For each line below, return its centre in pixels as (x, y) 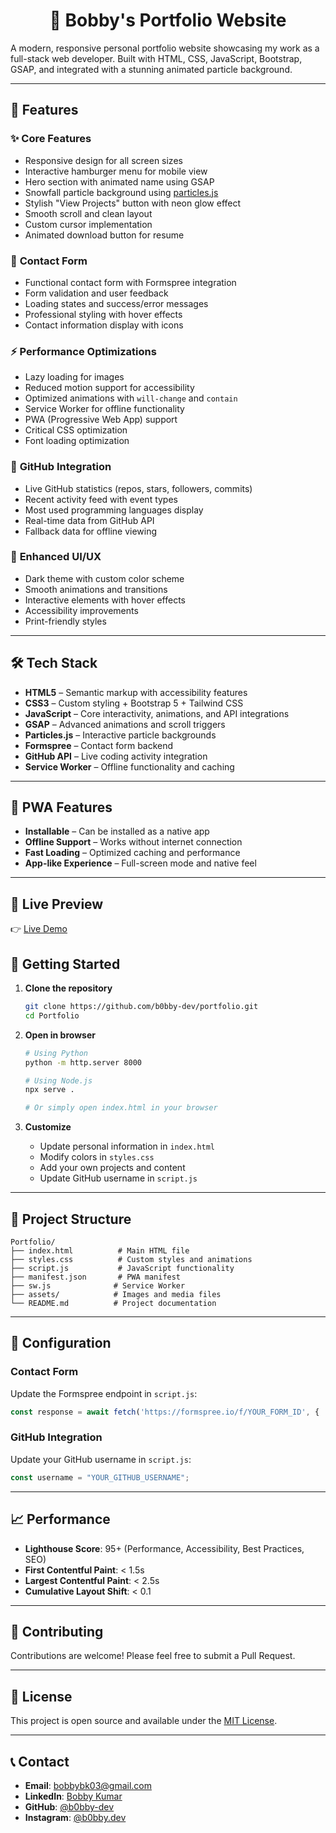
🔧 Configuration (61, 1343)
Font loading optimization (77, 441)
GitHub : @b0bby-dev (69, 1806)
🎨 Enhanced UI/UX (56, 557)
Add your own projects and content (112, 1168)
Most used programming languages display (114, 510)
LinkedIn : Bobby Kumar (73, 1796)
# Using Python (56, 1053)
